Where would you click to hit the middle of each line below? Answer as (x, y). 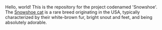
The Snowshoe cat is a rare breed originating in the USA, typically (73, 12)
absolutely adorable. (26, 22)
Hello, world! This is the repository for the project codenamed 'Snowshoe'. (81, 7)
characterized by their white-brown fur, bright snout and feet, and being (79, 17)
